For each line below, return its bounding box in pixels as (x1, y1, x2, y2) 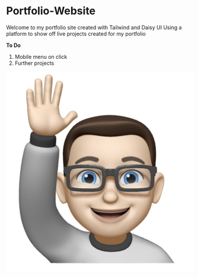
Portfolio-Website (6, 4, 96, 18)
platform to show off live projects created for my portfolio (6, 30, 146, 37)
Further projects (14, 59, 55, 67)
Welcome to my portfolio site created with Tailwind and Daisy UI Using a (6, 24, 182, 31)
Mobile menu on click (14, 53, 68, 60)
